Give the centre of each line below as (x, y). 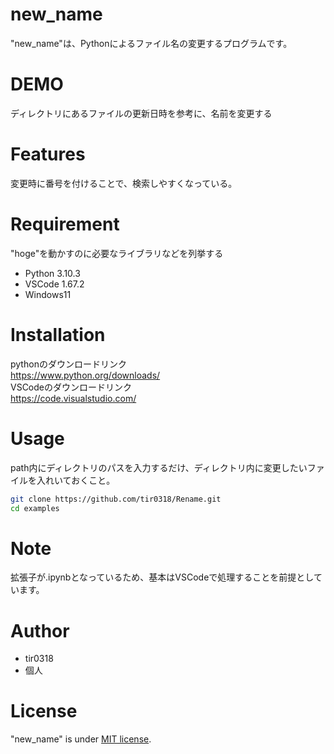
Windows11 (48, 294)
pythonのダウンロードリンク (68, 364)
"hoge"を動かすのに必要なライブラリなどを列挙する (117, 253)
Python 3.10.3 (52, 273)
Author (40, 630)
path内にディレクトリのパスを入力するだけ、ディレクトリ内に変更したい (159, 467)
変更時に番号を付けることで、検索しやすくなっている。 (124, 183)
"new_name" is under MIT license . (81, 739)
